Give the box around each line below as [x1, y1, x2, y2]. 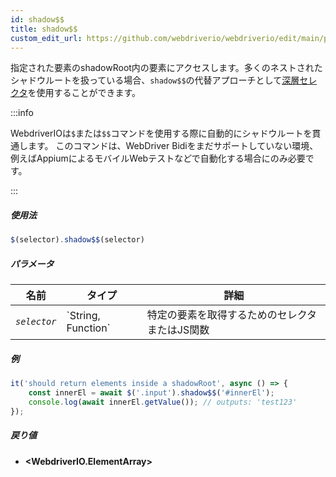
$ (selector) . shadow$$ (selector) [10, 235, 145, 245]
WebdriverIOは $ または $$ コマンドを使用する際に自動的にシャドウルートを [10, 127, 313, 140]
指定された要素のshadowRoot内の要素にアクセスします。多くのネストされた [10, 62, 323, 74]
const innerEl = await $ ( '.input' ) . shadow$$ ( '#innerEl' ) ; [28, 388, 275, 398]
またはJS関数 [146, 323, 210, 337]
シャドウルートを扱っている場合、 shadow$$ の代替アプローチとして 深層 [10, 74, 300, 86]
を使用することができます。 [27, 87, 142, 99]
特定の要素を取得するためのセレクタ [146, 308, 318, 322]
